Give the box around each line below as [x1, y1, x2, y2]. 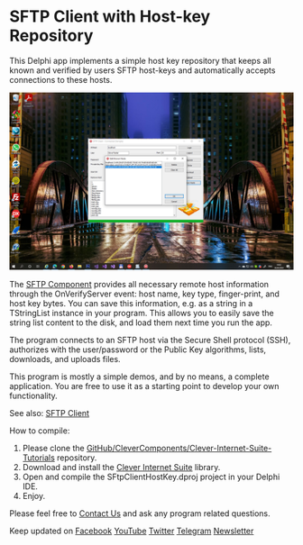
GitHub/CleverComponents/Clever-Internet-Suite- [86, 442, 272, 453]
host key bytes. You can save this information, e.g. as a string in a [9, 297, 253, 308]
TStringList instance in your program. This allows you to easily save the [9, 307, 274, 318]
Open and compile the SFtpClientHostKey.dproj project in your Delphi [22, 471, 280, 482]
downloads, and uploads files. [9, 353, 121, 364]
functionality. [9, 390, 59, 401]
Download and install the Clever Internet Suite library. [22, 461, 221, 472]
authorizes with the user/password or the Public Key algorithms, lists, [9, 344, 267, 355]
